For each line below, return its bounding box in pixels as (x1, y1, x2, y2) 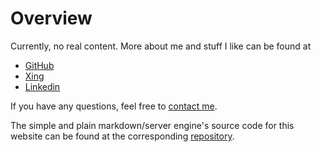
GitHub (24, 59, 55, 71)
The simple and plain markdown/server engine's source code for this (10, 119, 295, 131)
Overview (10, 7, 93, 30)
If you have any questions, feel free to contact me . (10, 100, 218, 112)
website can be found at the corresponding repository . (10, 130, 235, 142)
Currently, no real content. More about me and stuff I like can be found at (10, 40, 312, 52)
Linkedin (24, 80, 61, 92)
